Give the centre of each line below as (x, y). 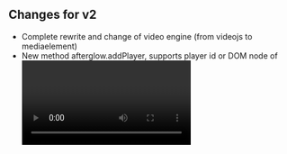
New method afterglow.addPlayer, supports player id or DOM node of (149, 55)
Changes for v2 (53, 15)
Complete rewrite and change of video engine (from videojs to (137, 36)
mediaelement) (49, 46)
